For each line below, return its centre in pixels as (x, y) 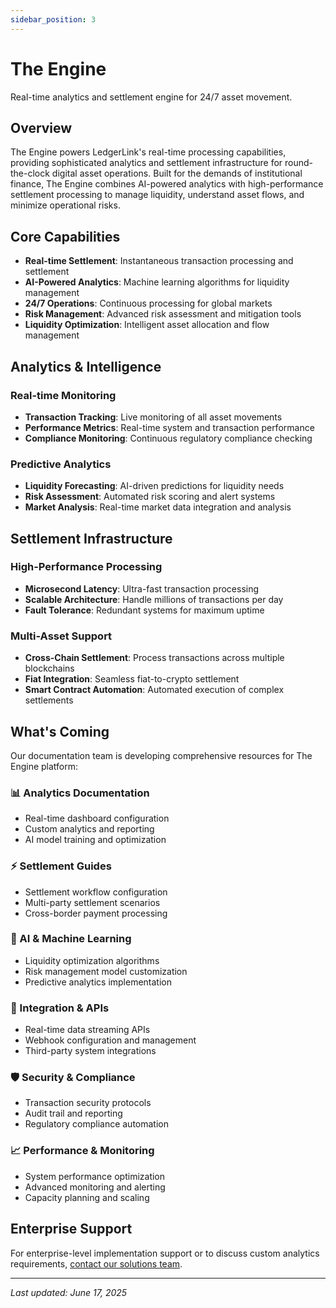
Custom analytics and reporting (89, 829)
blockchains (49, 668)
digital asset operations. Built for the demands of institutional (177, 173)
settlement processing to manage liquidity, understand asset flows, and (157, 195)
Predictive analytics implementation (98, 982)
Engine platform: (44, 766)
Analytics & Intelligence (86, 366)
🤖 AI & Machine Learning (71, 939)
